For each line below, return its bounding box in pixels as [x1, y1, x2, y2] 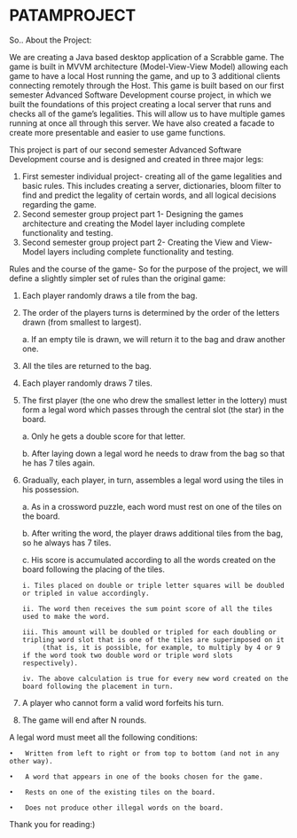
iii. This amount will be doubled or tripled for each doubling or [21, 627, 277, 637]
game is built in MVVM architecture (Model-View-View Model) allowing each [9, 61, 288, 72]
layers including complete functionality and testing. [47, 246, 234, 257]
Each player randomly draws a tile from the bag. [21, 290, 198, 301]
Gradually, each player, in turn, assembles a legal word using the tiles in [21, 474, 284, 485]
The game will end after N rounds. [21, 715, 147, 725]
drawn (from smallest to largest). [21, 317, 142, 327]
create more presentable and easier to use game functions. [9, 127, 226, 137]
